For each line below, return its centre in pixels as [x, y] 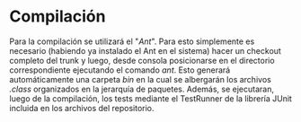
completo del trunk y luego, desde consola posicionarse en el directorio [142, 60]
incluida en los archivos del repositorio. [82, 108]
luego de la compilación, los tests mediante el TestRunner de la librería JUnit [150, 98]
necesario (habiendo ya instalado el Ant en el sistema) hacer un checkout [145, 50]
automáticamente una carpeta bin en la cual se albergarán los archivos [140, 79]
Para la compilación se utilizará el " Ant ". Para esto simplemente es [132, 41]
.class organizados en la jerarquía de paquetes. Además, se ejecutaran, [142, 89]
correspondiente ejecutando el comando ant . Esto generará [120, 70]
